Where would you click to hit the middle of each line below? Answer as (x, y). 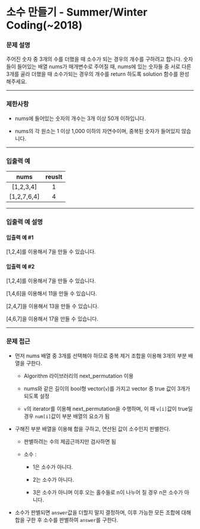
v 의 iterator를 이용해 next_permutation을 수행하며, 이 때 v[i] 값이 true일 (108, 408)
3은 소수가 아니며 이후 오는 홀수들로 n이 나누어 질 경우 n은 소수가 (108, 492)
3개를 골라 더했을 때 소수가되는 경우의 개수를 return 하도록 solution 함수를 (92, 74)
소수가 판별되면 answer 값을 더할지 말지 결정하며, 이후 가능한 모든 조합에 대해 (103, 512)
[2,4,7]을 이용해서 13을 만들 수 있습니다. (53, 306)
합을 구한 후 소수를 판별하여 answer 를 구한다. (66, 519)
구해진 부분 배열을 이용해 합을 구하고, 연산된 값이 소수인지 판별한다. (93, 429)
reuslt (54, 177)
